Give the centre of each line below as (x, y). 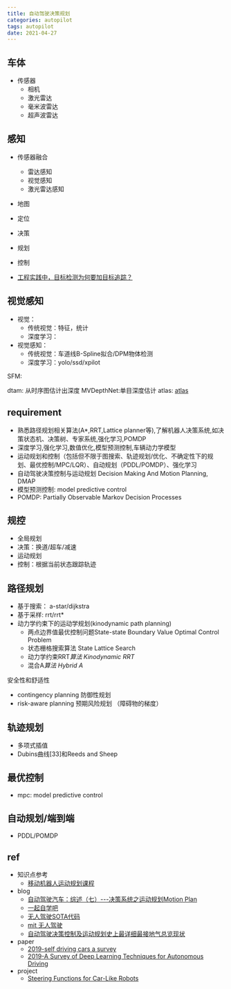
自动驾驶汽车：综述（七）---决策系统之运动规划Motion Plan (112, 899)
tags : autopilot (30, 26)
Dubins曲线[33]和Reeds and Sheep (67, 754)
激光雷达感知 (46, 189)
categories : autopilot (40, 20)
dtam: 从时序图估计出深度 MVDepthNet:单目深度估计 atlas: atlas (98, 390)
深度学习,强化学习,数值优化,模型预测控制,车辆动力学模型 (96, 447)
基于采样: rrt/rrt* (40, 615)
